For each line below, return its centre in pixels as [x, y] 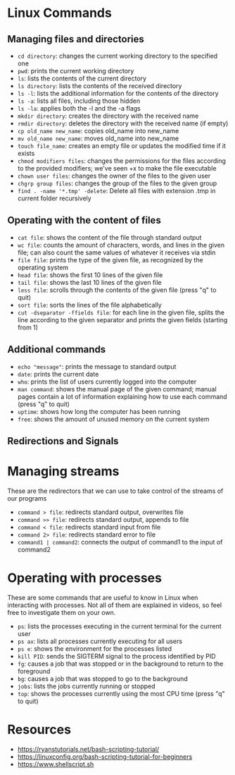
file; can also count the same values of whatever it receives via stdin [116, 252]
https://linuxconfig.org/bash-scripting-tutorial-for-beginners [105, 757]
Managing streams [63, 471]
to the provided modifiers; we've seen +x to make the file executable [117, 168]
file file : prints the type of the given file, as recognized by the [110, 260]
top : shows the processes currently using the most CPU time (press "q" [121, 693]
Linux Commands [60, 13]
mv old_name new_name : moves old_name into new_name [98, 138]
